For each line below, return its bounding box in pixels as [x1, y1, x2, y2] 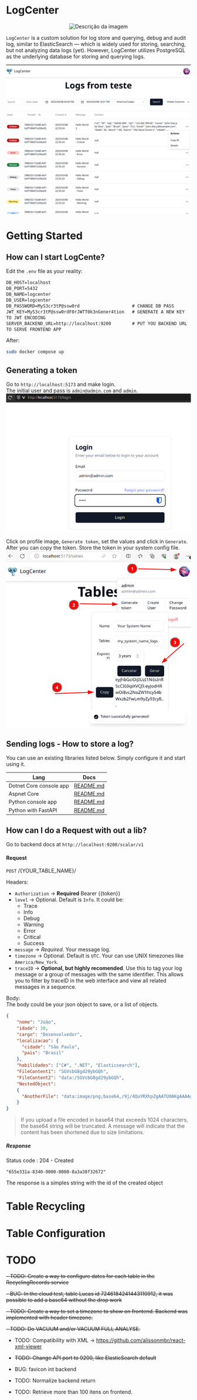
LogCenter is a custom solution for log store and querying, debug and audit [6, 34, 186, 41]
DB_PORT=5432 [6, 285, 38, 292]
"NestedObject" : [16, 1081, 57, 1087]
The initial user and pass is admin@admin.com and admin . [6, 387, 138, 394]
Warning [23, 921, 44, 928]
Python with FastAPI [8, 806, 57, 813]
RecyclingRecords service [6, 1279, 69, 1286]
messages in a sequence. [14, 983, 77, 990]
